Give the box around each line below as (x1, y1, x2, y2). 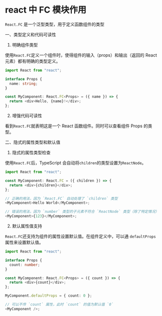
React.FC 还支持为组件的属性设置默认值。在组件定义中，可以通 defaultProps (5, 233, 156, 240)
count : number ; (9, 262, 40, 267)
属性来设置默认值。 (5, 240, 44, 245)
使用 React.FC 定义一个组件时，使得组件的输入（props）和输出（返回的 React (5, 52, 157, 58)
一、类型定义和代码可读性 (5, 31, 56, 37)
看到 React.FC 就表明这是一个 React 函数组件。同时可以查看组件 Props (5, 123, 143, 129)
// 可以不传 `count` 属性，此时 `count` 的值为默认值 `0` (5, 302, 114, 307)
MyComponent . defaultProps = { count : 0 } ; (5, 293, 92, 298)
